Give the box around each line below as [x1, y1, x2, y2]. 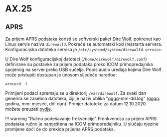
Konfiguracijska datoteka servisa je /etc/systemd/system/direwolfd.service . [5, 47, 162, 52]
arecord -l [5, 81, 28, 86]
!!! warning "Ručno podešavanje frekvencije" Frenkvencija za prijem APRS [5, 116, 157, 122]
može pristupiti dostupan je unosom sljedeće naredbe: [5, 72, 117, 77]
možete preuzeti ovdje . [5, 106, 52, 112]
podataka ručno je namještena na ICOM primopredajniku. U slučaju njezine [5, 121, 159, 127]
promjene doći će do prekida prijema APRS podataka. [5, 126, 115, 132]
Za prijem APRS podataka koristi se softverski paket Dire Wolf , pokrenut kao [5, 36, 161, 42]
